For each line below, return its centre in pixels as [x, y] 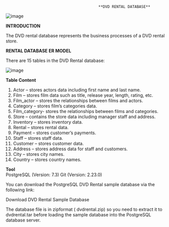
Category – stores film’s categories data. [55, 106]
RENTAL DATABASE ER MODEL [39, 51]
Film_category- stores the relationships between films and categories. [86, 111]
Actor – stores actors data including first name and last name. [77, 90]
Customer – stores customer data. [48, 144]
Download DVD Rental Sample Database [48, 200]
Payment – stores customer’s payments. [54, 133]
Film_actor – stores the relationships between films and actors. [78, 101]
